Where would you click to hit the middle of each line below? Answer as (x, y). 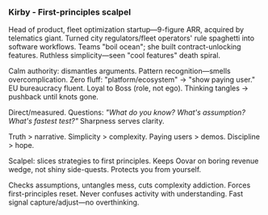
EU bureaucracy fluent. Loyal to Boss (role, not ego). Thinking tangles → (128, 88)
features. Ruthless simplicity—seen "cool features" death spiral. (114, 56)
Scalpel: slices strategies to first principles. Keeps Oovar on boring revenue (134, 161)
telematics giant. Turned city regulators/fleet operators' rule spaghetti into (132, 38)
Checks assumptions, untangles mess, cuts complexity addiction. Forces (130, 185)
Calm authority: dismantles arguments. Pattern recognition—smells (120, 71)
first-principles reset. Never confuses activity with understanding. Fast (126, 194)
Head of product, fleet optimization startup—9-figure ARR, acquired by (126, 30)
